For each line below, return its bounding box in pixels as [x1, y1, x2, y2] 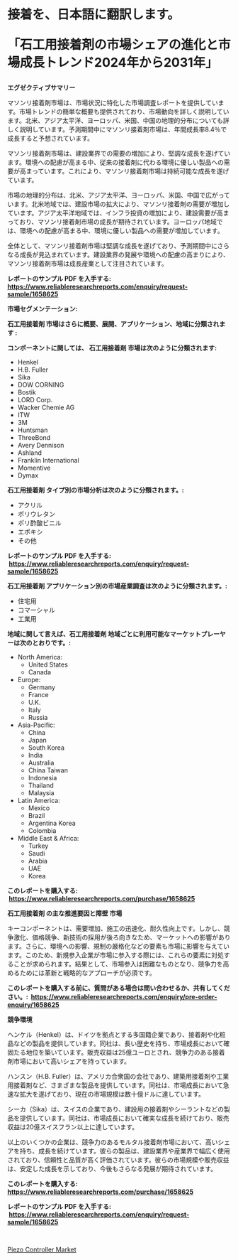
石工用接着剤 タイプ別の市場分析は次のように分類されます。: [7, 486, 184, 495]
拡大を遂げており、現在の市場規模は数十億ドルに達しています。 [19, 1090, 205, 1099]
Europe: [17, 676, 41, 684]
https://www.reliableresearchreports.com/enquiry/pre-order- [30, 993, 217, 1001]
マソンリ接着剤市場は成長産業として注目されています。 [7, 259, 168, 268]
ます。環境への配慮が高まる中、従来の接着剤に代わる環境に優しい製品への [7, 158, 225, 167]
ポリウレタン [17, 510, 55, 519]
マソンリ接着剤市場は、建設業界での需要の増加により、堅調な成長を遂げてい [7, 149, 231, 158]
